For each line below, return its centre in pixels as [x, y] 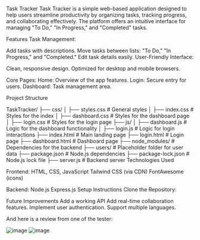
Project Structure [27, 98]
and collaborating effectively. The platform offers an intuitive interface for [96, 21]
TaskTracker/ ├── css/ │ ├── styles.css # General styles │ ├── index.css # [100, 109]
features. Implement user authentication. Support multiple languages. [91, 207]
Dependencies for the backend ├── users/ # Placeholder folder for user [95, 147]
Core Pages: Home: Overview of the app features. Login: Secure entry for [96, 80]
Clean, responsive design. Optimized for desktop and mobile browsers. [93, 68]
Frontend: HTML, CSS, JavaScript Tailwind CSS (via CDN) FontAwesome [95, 172]
